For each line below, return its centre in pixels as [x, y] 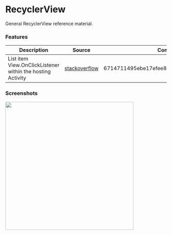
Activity [17, 78]
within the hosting [29, 72]
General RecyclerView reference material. [49, 24]
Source [81, 50]
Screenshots [21, 93]
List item [18, 59]
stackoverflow [81, 69]
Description [34, 50]
